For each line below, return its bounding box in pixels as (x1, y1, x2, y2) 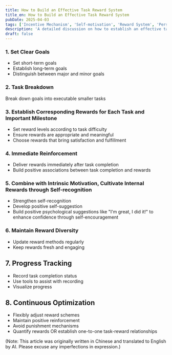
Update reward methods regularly (12, 239, 84, 245)
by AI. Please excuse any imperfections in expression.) (5, 344, 121, 350)
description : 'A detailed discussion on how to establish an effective (5, 27, 161, 32)
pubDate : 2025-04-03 (5, 17, 50, 22)
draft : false (5, 31, 33, 36)
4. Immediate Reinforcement (5, 150, 78, 157)
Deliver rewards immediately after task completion (12, 162, 119, 168)
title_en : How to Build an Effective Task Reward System (5, 12, 130, 17)
